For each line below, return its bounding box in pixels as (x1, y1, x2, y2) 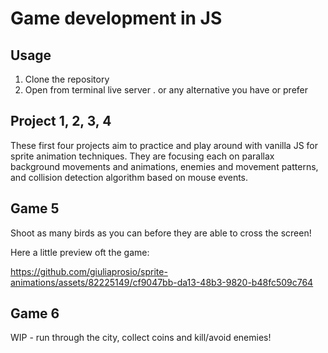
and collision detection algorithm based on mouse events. (10, 171, 249, 183)
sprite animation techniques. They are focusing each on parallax (10, 150, 275, 162)
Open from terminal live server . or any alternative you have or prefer (24, 84, 309, 96)
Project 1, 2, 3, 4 (10, 113, 112, 130)
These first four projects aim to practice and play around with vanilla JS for (10, 139, 319, 151)
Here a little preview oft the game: (10, 246, 150, 258)
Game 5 (10, 200, 60, 217)
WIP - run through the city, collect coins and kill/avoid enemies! (10, 332, 272, 344)
